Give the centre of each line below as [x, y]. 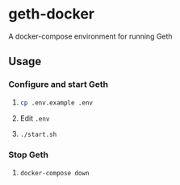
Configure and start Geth [59, 84]
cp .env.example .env [56, 103]
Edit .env [35, 118]
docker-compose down [54, 173]
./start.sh [38, 134]
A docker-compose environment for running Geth [90, 36]
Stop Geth [29, 155]
